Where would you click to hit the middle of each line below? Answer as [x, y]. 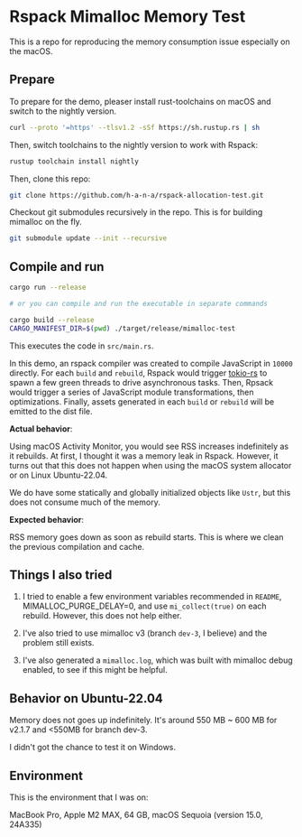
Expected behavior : [46, 519]
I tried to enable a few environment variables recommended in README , [152, 597]
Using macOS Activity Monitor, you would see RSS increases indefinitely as [149, 446]
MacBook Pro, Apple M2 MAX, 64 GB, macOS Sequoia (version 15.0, [136, 815]
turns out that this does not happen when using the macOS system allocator [151, 465]
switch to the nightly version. [63, 111]
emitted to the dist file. [51, 411]
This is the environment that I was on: [79, 797]
